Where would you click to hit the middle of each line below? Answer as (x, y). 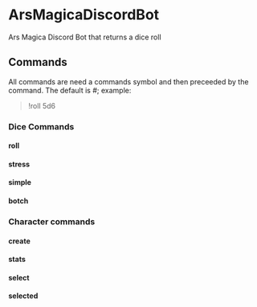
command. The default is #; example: (70, 90)
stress (19, 164)
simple (20, 182)
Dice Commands (41, 126)
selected (23, 296)
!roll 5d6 (42, 105)
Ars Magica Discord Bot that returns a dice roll (85, 37)
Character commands (52, 221)
